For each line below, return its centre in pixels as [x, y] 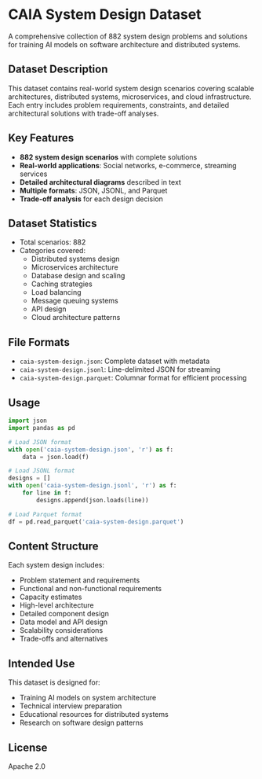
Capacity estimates [51, 597]
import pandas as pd [42, 428]
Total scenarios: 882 [53, 242]
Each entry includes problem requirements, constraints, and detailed [119, 105]
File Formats [39, 342]
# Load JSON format [40, 442]
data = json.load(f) [56, 457]
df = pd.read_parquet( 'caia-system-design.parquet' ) [96, 522]
